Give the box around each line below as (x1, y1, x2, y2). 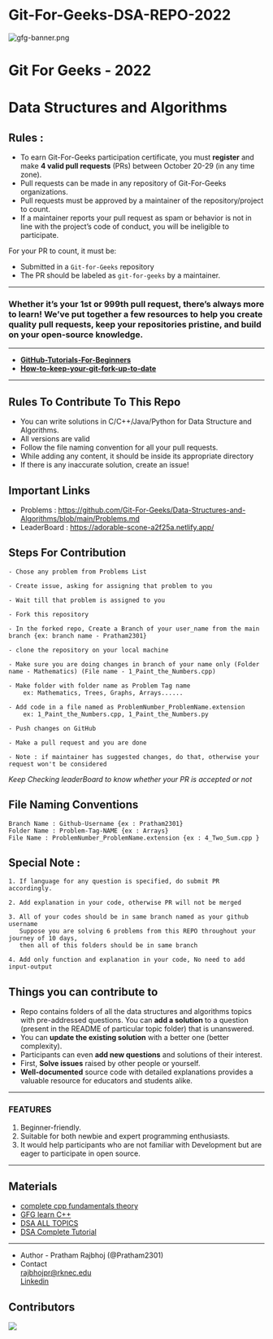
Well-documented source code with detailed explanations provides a (19, 1067, 253, 1077)
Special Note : (8, 856, 81, 870)
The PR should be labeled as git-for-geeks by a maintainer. (19, 270, 221, 280)
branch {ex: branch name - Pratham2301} (8, 631, 148, 640)
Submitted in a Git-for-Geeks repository (19, 262, 154, 272)
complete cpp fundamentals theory (19, 1201, 139, 1211)
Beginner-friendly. (19, 1122, 81, 1132)
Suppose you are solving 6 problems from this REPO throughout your (19, 927, 256, 936)
